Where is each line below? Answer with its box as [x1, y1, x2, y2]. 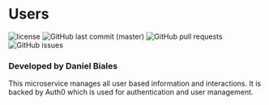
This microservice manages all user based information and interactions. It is [8, 78, 262, 89]
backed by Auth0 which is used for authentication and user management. [8, 87, 254, 97]
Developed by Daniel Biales [8, 60, 118, 71]
